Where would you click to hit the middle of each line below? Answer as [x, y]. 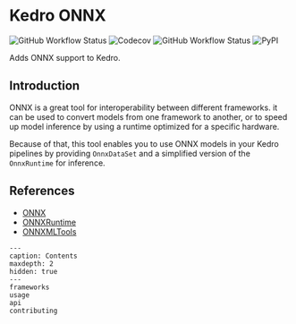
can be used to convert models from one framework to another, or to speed [148, 116]
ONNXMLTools [49, 231]
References [42, 191]
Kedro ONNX [58, 16]
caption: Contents [43, 256]
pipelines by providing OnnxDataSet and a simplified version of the [130, 153]
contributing [34, 311]
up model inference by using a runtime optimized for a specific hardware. [144, 126]
